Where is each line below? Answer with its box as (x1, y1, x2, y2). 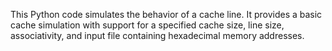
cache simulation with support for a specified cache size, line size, (10, 19, 285, 31)
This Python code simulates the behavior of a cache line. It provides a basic (10, 9, 323, 20)
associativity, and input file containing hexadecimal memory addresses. (10, 30, 305, 41)
